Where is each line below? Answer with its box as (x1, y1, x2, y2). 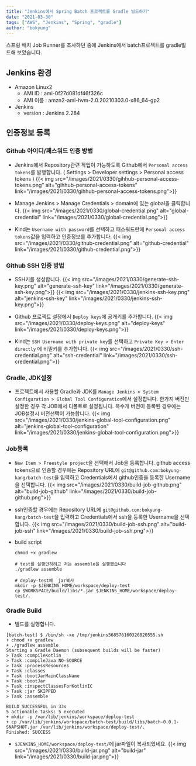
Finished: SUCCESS (6, 729, 51, 735)
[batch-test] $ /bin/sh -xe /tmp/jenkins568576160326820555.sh (6, 632, 164, 638)
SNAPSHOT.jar (6, 724, 38, 730)
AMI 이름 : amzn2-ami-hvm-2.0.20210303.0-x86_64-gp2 (23, 97, 160, 104)
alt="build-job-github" (14, 488, 68, 495)
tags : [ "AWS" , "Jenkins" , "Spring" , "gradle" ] (6, 19, 122, 25)
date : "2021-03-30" (6, 14, 54, 20)
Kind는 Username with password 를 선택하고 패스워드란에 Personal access (14, 226, 185, 233)
